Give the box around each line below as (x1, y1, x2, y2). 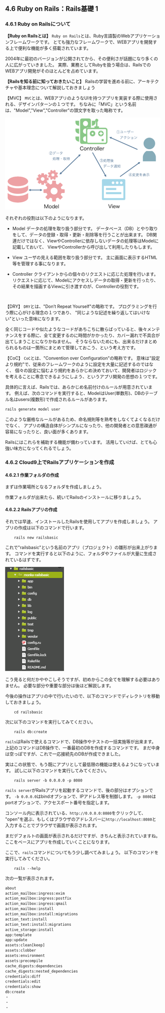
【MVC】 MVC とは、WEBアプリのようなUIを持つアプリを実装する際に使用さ (5, 95, 158, 101)
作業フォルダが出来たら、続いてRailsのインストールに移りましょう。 (5, 494, 144, 500)
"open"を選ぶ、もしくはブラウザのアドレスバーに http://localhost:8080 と (5, 816, 157, 822)
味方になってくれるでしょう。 (13, 445, 74, 452)
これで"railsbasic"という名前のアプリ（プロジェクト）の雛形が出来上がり (5, 544, 154, 550)
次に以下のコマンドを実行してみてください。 (5, 719, 96, 725)
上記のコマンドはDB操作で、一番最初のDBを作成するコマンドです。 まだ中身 (5, 745, 160, 751)
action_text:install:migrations (5, 922, 71, 927)
